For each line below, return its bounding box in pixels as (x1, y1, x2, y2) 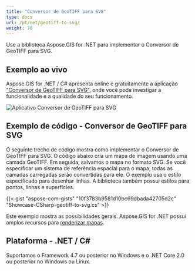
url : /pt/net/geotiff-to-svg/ (6, 19, 80, 25)
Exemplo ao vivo (6, 64, 68, 74)
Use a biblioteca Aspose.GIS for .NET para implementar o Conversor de (6, 41, 179, 48)
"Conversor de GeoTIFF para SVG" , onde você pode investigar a (6, 87, 162, 94)
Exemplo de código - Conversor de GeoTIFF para (6, 121, 187, 131)
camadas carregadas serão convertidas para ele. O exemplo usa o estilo (6, 171, 181, 178)
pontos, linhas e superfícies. (6, 183, 75, 190)
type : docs (6, 14, 33, 20)
